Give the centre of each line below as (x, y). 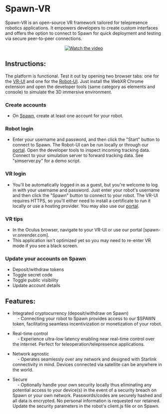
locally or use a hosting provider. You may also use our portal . (76, 206)
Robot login (19, 128)
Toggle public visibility (35, 280)
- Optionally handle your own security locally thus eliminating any (84, 385)
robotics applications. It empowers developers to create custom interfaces (82, 27)
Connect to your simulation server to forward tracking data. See (78, 155)
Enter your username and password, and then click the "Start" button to (86, 139)
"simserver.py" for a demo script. (47, 161)
